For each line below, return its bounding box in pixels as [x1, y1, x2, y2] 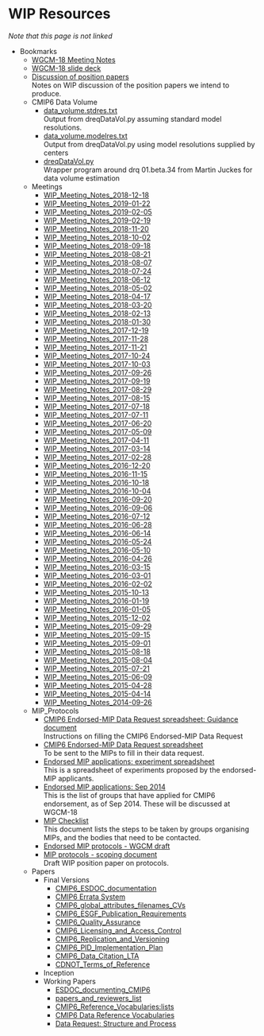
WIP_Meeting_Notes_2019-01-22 [43, 198, 151, 208]
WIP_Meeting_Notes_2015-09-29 [43, 621, 152, 631]
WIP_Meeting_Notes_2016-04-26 [43, 554, 152, 563]
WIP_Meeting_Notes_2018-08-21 [43, 249, 151, 259]
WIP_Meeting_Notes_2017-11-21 [43, 342, 147, 352]
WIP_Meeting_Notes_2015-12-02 [43, 613, 151, 622]
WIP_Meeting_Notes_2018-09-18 [43, 240, 151, 251]
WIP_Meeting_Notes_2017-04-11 [43, 435, 149, 445]
